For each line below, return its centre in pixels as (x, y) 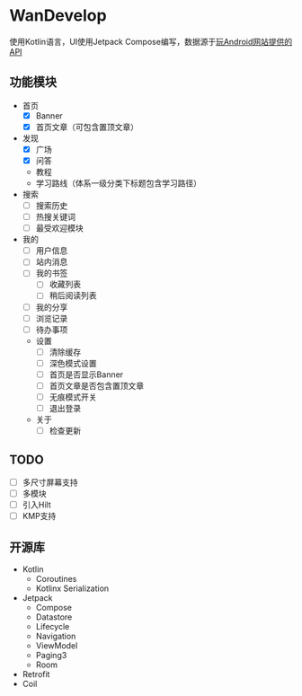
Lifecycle (53, 626)
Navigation (56, 636)
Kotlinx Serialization (72, 588)
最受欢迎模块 (59, 228)
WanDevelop (58, 16)
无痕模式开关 (73, 397)
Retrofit (36, 674)
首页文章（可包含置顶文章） (87, 127)
